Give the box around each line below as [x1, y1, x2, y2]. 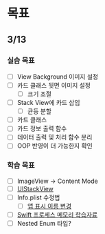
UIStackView [16, 184, 54, 193]
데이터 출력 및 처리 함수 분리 [16, 133, 93, 142]
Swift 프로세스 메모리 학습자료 [16, 211, 98, 219]
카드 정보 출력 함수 [16, 124, 67, 133]
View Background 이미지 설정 [16, 72, 98, 81]
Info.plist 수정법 [16, 193, 60, 202]
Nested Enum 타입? [16, 220, 72, 228]
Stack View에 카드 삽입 [16, 99, 80, 107]
